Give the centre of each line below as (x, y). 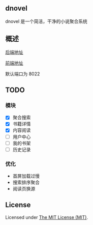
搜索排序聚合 (26, 182)
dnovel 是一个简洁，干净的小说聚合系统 (46, 21)
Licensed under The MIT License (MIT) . (47, 217)
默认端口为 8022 (23, 74)
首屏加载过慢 (26, 176)
